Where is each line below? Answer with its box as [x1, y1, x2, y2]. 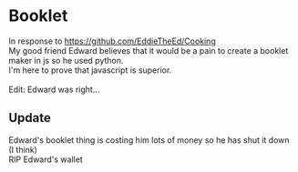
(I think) [8, 144, 38, 155]
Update [8, 110, 52, 126]
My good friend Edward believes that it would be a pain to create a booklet [8, 45, 289, 56]
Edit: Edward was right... [8, 84, 100, 95]
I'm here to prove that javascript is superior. [8, 65, 172, 76]
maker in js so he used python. [8, 55, 124, 66]
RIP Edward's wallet [8, 154, 83, 165]
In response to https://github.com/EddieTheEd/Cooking [8, 35, 216, 46]
